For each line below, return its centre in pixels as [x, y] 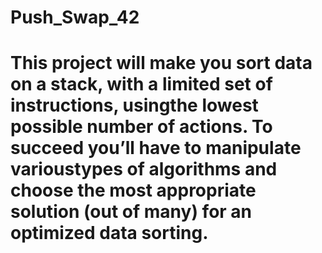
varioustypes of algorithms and [144, 169]
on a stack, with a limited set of [141, 84]
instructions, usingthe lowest [134, 105]
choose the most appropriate [133, 190]
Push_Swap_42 [75, 17]
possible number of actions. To [141, 127]
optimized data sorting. [109, 233]
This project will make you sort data [161, 63]
